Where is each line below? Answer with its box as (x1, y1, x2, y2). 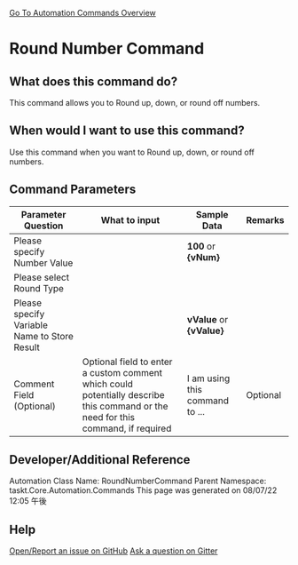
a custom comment (82, 366, 162, 378)
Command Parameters (9, 182, 137, 197)
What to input (100, 213, 161, 226)
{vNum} (186, 251, 220, 263)
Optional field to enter (82, 355, 173, 368)
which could (82, 378, 133, 390)
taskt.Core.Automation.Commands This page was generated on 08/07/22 (9, 485, 278, 496)
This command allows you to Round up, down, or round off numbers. (9, 98, 261, 107)
